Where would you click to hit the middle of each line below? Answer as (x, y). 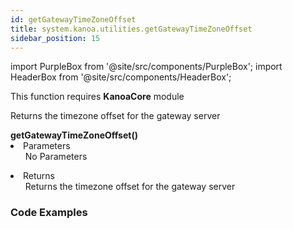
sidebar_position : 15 (55, 38)
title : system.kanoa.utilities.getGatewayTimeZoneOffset (131, 29)
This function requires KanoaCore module (97, 97)
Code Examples (49, 213)
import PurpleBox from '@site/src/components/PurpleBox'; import (146, 67)
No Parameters (56, 157)
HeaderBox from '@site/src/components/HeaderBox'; (121, 77)
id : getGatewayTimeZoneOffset (73, 19)
